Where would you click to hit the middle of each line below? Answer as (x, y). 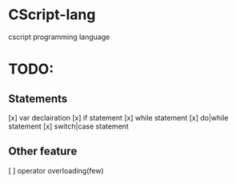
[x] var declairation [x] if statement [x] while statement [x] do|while (118, 117)
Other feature (43, 151)
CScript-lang (52, 15)
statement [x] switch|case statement (69, 126)
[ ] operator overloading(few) (56, 170)
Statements (38, 99)
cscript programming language (59, 37)
